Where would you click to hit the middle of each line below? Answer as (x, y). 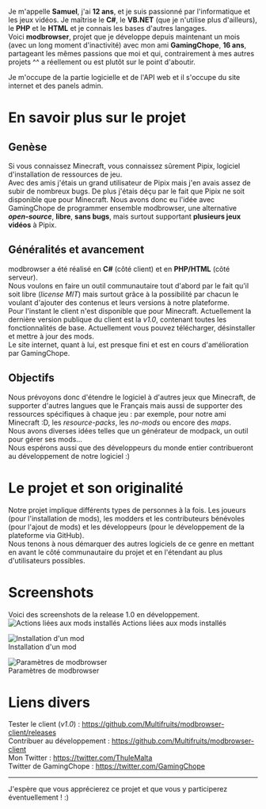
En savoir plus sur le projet (97, 118)
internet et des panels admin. (56, 86)
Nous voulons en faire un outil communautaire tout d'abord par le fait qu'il (129, 285)
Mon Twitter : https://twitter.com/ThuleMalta (80, 758)
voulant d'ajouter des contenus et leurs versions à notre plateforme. (119, 302)
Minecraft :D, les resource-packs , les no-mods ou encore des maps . (120, 422)
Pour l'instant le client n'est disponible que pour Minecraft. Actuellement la (130, 311)
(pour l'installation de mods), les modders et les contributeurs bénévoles (127, 518)
